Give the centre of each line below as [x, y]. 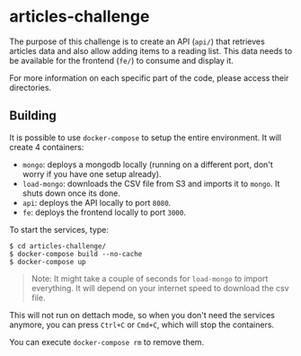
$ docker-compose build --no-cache [76, 254]
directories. [31, 87]
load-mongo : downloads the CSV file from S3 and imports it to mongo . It [151, 183]
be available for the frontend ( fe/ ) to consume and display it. [121, 60]
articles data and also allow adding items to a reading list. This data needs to [151, 50]
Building [33, 116]
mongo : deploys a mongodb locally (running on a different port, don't [148, 165]
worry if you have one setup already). [92, 174]
